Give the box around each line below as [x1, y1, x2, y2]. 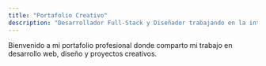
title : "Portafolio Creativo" [8, 11, 108, 20]
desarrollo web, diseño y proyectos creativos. [8, 49, 158, 58]
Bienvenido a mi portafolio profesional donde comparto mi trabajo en [8, 40, 233, 49]
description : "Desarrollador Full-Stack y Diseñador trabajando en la [8, 19, 246, 27]
